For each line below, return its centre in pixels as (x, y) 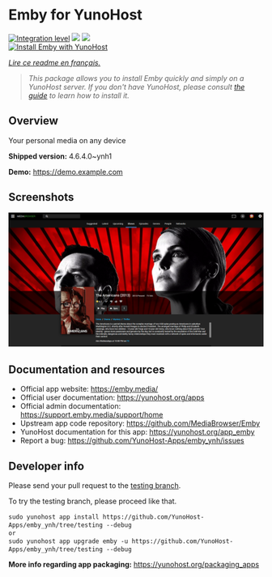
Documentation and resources (87, 369)
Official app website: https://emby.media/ (89, 389)
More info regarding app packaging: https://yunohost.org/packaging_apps (134, 564)
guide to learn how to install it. (79, 95)
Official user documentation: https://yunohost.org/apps (112, 397)
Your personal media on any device (67, 140)
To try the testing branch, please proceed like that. (93, 501)
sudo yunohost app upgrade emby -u (68, 541)
